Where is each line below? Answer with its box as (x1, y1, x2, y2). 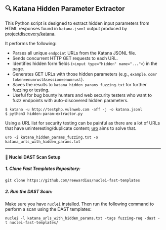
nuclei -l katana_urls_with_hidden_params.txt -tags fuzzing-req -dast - (5, 216, 161, 221)
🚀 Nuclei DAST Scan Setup (5, 154, 61, 160)
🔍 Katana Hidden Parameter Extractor (5, 4, 125, 13)
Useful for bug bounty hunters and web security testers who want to (12, 92, 152, 98)
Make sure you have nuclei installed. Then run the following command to (5, 201, 154, 207)
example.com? (130, 72, 157, 77)
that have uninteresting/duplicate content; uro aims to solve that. (5, 125, 137, 131)
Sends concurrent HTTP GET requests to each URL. (12, 55, 118, 61)
